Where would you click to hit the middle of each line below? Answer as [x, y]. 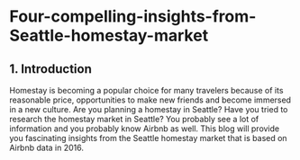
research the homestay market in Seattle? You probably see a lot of [134, 119]
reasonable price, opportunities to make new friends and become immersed [150, 100]
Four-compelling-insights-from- [133, 17]
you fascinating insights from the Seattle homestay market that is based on [148, 138]
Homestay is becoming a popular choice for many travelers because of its [146, 90]
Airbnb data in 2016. [46, 147]
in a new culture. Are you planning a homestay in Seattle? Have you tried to [149, 109]
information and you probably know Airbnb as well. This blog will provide [145, 129]
